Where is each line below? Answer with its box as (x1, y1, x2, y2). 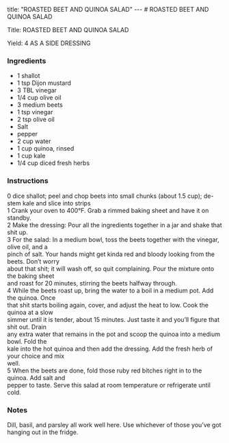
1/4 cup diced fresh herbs (16, 159, 90, 167)
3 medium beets (16, 101, 63, 109)
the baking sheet (7, 272, 55, 280)
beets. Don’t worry (7, 257, 60, 265)
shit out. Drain (7, 322, 46, 331)
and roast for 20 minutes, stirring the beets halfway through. (7, 279, 178, 287)
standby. (7, 214, 32, 222)
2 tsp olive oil (16, 115, 55, 124)
